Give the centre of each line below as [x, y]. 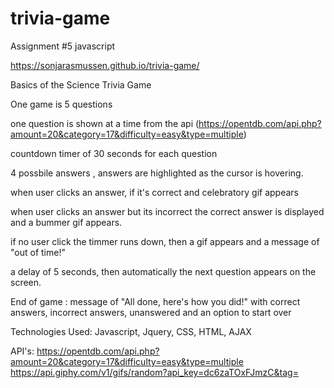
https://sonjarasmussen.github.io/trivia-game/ [105, 65]
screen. [26, 282]
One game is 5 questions [61, 104]
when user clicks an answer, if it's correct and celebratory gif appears [154, 192]
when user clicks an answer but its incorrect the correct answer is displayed [167, 211]
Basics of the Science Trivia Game [81, 84]
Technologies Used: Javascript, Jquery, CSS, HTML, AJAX [131, 331]
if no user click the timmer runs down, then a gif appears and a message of [165, 241]
